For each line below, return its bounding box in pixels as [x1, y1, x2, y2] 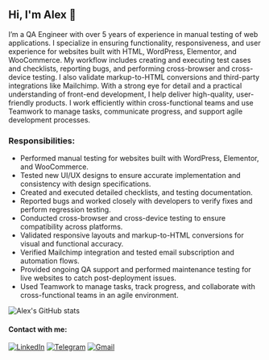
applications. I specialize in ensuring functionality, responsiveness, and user [8, 38, 261, 48]
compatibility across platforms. [19, 222, 123, 232]
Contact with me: [8, 324, 68, 334]
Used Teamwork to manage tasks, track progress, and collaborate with [19, 282, 255, 292]
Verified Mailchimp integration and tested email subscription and [19, 247, 235, 258]
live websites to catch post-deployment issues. [19, 273, 177, 283]
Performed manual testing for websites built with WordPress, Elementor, [19, 154, 259, 163]
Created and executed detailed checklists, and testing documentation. [19, 188, 254, 197]
